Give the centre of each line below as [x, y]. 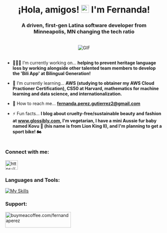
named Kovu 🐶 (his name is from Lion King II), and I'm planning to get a [87, 126]
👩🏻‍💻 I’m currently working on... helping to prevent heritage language [84, 63]
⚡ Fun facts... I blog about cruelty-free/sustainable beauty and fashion [87, 114]
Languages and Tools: [32, 180]
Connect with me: [27, 152]
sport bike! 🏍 [27, 132]
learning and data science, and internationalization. [67, 94]
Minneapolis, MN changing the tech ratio [84, 32]
